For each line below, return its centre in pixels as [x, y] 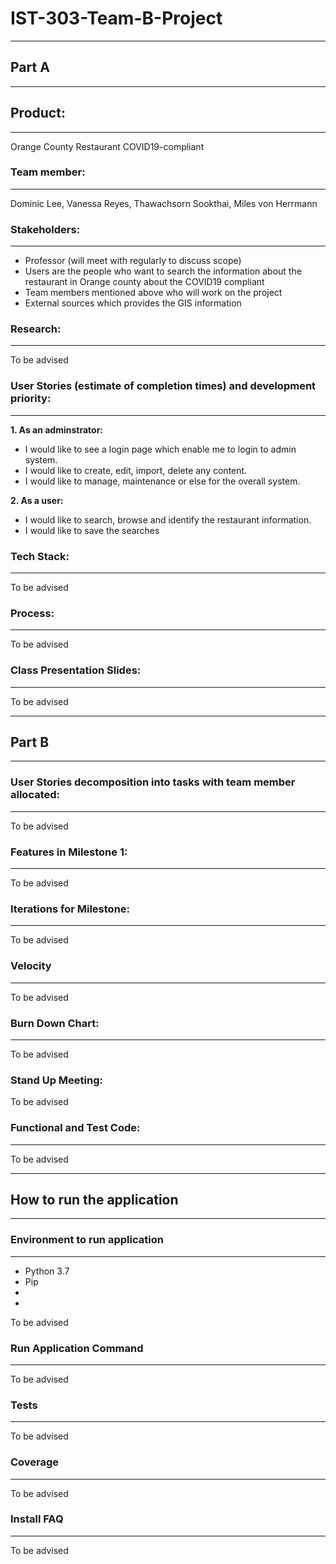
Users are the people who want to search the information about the [163, 271]
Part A [30, 67]
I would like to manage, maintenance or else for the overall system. [162, 481]
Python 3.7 [47, 1271]
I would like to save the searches [92, 530]
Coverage [35, 1462]
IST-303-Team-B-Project [116, 18]
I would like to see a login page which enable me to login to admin [160, 449]
